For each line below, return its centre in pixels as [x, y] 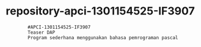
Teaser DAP [42, 32]
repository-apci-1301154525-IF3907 [100, 11]
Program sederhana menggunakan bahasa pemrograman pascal [103, 37]
